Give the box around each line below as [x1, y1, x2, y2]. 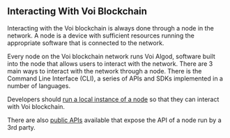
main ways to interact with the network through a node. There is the [7, 67, 202, 75]
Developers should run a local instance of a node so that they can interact [7, 95, 220, 103]
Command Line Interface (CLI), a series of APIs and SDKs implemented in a [7, 74, 223, 83]
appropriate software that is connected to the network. [7, 38, 164, 47]
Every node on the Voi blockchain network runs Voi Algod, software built [7, 52, 215, 60]
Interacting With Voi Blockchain [7, 6, 148, 17]
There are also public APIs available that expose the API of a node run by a [7, 116, 222, 124]
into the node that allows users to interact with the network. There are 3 [7, 59, 213, 68]
